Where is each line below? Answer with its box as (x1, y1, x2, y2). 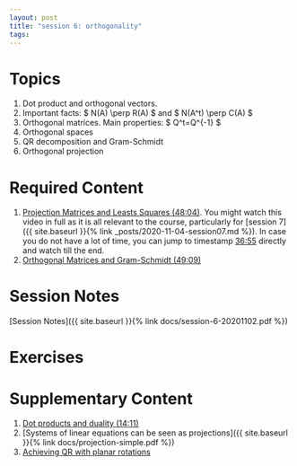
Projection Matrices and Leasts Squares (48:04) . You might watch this (22, 207, 283, 218)
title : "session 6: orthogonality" (9, 22, 143, 31)
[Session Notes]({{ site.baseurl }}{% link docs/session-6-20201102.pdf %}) (9, 316, 289, 327)
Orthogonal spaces (22, 127, 94, 137)
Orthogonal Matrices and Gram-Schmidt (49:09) (22, 255, 202, 266)
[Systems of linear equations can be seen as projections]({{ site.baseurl (22, 427, 289, 438)
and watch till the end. (22, 245, 105, 256)
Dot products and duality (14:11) (22, 418, 139, 429)
